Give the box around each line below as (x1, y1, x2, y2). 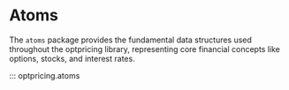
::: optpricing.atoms (9, 70, 80, 80)
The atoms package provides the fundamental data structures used (9, 34, 252, 45)
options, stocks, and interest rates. (9, 53, 135, 64)
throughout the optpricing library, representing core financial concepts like (9, 43, 281, 54)
